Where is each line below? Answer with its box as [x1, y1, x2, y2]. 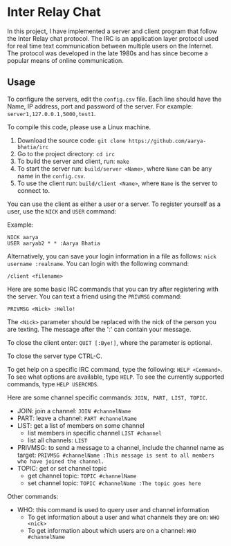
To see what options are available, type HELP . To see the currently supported [7, 373, 225, 381]
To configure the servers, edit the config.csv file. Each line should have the [7, 95, 222, 103]
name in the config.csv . [17, 171, 86, 180]
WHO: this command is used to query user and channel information [17, 505, 210, 514]
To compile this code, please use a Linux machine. [7, 122, 151, 131]
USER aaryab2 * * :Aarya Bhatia [7, 240, 100, 247]
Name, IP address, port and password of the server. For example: [7, 102, 194, 111]
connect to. [17, 186, 50, 194]
